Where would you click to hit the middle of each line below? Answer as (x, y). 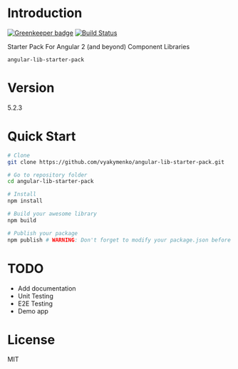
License (31, 339)
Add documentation (47, 288)
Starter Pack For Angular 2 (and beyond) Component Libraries (99, 46)
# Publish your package (43, 233)
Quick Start (42, 136)
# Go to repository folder (47, 175)
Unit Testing (35, 296)
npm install (25, 201)
